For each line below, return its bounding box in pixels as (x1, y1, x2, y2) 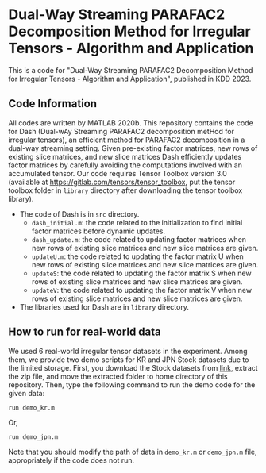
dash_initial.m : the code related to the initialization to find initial (31, 217, 243, 227)
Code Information (8, 97, 98, 110)
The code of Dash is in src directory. (19, 209, 140, 219)
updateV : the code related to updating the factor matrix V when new (31, 285, 253, 294)
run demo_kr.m (8, 403, 56, 412)
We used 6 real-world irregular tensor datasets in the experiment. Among (8, 346, 248, 356)
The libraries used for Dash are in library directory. (19, 302, 189, 311)
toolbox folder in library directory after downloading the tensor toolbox (8, 185, 243, 195)
